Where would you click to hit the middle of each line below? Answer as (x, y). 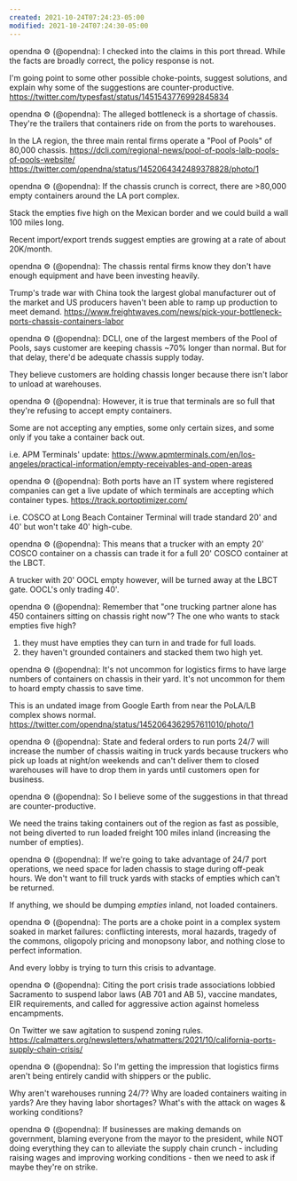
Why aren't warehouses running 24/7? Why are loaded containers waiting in (148, 1093)
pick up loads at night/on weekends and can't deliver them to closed (134, 760)
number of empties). (47, 842)
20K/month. (31, 249)
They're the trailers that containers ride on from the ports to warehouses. (143, 123)
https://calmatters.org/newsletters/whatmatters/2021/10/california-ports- (143, 1040)
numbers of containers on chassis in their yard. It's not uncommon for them (147, 678)
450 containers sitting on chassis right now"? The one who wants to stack (145, 616)
